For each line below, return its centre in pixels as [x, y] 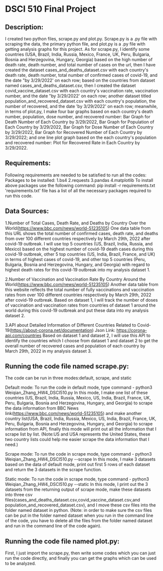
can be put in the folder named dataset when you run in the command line [79, 516]
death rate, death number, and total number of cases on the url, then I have [80, 65]
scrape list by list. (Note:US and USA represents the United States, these [78, 434]
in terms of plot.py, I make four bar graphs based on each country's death [79, 111]
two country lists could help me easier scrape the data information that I [77, 439]
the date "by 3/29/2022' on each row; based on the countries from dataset [80, 80]
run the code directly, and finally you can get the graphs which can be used [81, 558]
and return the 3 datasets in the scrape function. [54, 470]
